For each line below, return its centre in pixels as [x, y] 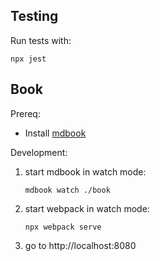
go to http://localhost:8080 [80, 245]
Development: [39, 152]
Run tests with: [41, 40]
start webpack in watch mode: [87, 208]
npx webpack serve [63, 227]
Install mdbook [55, 133]
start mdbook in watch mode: [85, 171]
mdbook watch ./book [67, 190]
